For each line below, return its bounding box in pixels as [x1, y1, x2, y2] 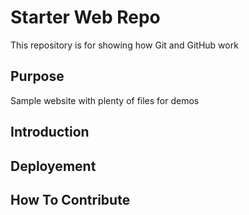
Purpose [10, 68, 65, 85]
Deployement [10, 157, 97, 175]
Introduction [10, 124, 90, 141]
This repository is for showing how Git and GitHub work [10, 39, 239, 51]
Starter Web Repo [10, 6, 161, 29]
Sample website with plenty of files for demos [10, 94, 200, 106]
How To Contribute [10, 191, 131, 208]
